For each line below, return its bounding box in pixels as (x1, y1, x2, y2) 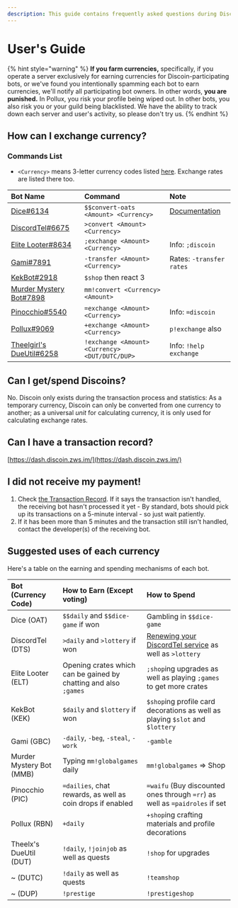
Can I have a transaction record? (7, 436, 154, 448)
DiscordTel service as (146, 640, 219, 649)
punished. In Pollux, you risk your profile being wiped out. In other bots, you (7, 94, 230, 103)
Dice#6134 (11, 206, 50, 216)
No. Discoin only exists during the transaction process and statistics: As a (7, 394, 222, 402)
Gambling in (146, 611, 186, 621)
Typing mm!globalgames (62, 756, 138, 766)
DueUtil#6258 (11, 348, 59, 358)
